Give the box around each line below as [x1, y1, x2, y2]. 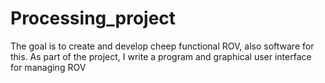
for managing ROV [10, 61, 87, 73]
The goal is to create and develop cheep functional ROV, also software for [10, 40, 315, 52]
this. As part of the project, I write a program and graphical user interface [10, 50, 312, 62]
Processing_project [10, 7, 177, 30]
